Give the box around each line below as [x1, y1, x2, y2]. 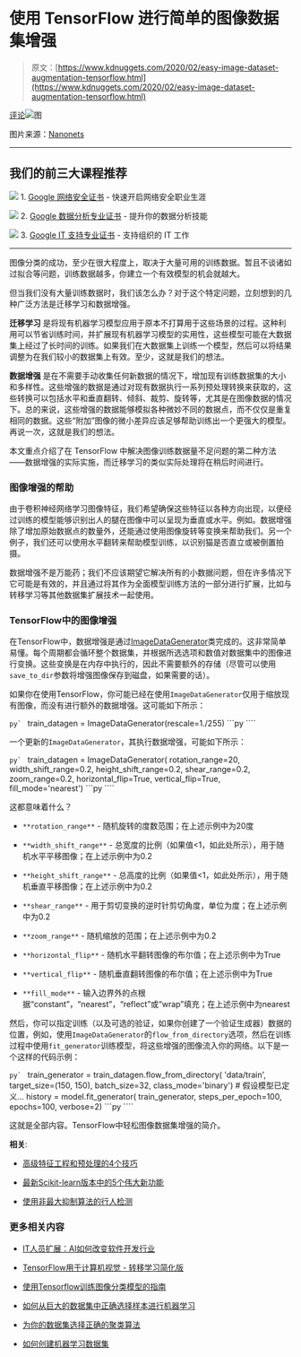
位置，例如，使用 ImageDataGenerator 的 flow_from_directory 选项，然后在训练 [9, 1029, 291, 1040]
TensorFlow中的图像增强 [9, 613, 117, 626]
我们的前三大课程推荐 [9, 166, 127, 181]
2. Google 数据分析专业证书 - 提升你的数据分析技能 [20, 210, 209, 221]
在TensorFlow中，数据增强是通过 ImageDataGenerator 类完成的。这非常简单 [9, 636, 287, 647]
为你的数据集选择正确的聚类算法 [21, 1319, 141, 1330]
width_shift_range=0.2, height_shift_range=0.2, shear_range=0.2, [9, 764, 251, 775]
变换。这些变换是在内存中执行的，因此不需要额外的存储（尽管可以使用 [16, 658, 276, 669]
